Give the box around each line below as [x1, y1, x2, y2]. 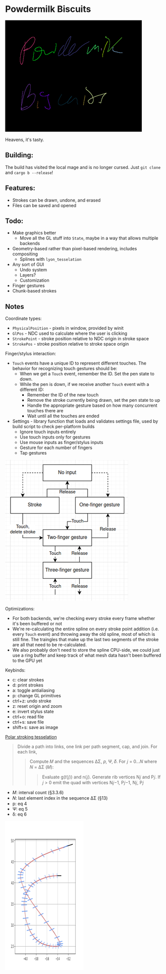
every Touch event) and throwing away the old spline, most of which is [12, 631, 155, 637]
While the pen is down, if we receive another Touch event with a [19, 381, 150, 387]
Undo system [19, 267, 47, 273]
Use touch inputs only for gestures [19, 434, 91, 440]
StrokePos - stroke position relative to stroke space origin [12, 341, 129, 347]
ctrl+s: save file [12, 719, 44, 725]
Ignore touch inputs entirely [19, 429, 76, 435]
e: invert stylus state [12, 709, 54, 715]
